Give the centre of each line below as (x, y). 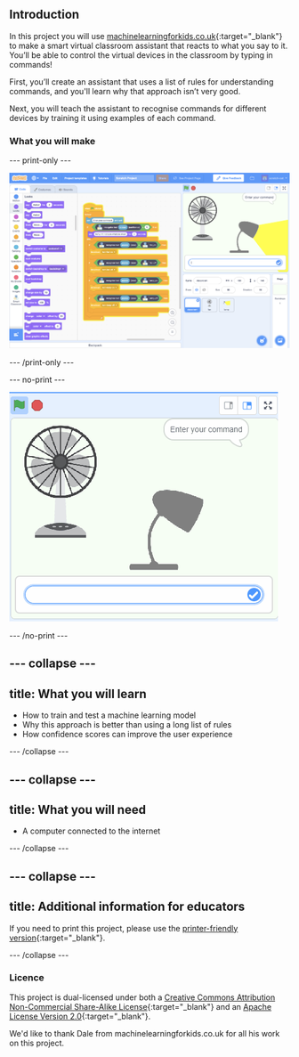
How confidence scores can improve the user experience (127, 735)
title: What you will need (78, 809)
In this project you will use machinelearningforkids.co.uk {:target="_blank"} (146, 36)
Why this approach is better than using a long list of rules (127, 725)
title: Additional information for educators (127, 907)
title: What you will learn (78, 694)
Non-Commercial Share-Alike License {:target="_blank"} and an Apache (141, 1006)
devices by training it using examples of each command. (113, 118)
